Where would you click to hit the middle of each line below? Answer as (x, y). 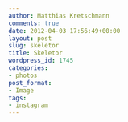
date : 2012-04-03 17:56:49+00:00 (64, 31)
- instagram (28, 105)
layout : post (30, 38)
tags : (17, 98)
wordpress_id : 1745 (41, 61)
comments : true (34, 23)
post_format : (30, 83)
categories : (28, 68)
